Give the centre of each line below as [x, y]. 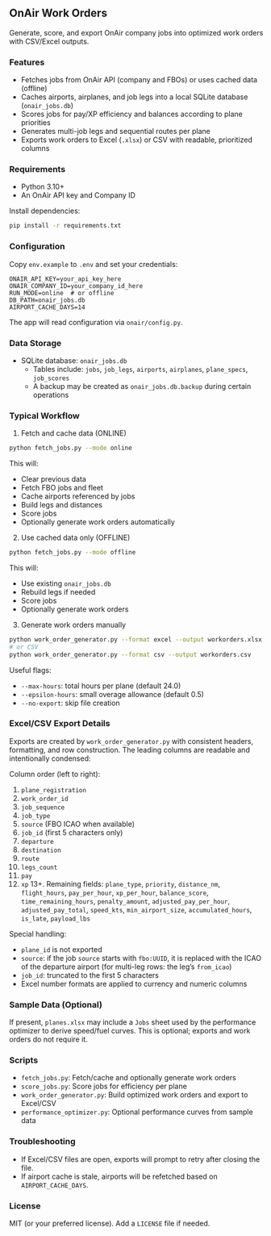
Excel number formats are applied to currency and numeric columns [134, 983]
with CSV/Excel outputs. [49, 41]
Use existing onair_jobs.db [66, 583]
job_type [35, 816]
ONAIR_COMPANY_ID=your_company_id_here [76, 286]
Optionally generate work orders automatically [98, 522]
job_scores [51, 378]
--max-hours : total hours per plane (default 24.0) [101, 686]
